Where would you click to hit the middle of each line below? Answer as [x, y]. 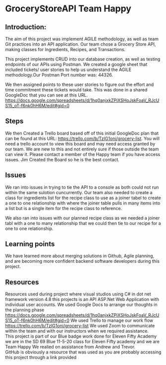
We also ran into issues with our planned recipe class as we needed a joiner [83, 218]
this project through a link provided [41, 358]
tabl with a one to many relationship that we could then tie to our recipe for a [83, 223]
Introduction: [26, 27]
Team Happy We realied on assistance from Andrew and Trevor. [70, 347]
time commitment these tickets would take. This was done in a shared [76, 90]
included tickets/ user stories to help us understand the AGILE [68, 70]
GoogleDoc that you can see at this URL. [47, 95]
